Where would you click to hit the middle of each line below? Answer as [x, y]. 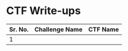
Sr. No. [19, 29]
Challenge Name [58, 29]
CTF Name [104, 29]
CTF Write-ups [44, 11]
